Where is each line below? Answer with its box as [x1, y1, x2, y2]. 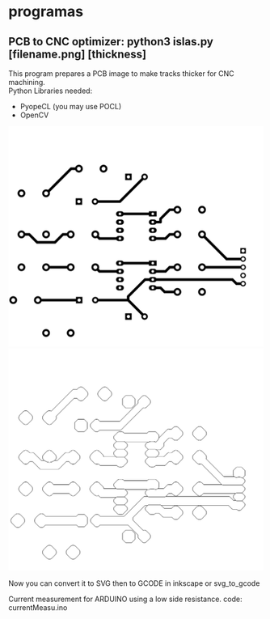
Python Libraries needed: [8, 86, 93, 95]
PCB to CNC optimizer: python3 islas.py [8, 35, 214, 49]
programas [8, 2, 83, 21]
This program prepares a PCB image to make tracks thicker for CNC [8, 69, 234, 78]
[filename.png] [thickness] [8, 47, 147, 61]
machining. [8, 78, 46, 87]
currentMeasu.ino [8, 602, 68, 613]
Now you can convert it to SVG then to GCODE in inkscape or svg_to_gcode [8, 578, 260, 588]
